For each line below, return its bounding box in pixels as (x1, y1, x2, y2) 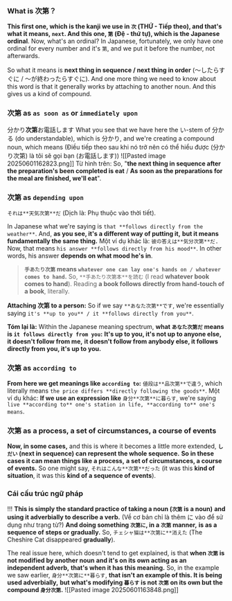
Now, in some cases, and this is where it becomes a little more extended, (7, 442, 217, 451)
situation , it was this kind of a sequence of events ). (7, 472, 157, 480)
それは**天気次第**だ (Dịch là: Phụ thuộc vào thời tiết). (7, 208, 157, 217)
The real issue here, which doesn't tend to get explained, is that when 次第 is (7, 548, 225, 557)
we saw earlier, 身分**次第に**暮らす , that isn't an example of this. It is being (7, 571, 223, 579)
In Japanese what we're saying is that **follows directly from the (7, 222, 203, 230)
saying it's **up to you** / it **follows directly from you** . (7, 309, 194, 317)
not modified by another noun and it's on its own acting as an (7, 556, 187, 564)
